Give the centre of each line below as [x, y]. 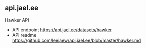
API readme [24, 35]
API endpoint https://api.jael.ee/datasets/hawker [62, 30]
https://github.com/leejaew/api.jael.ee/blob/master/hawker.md [76, 40]
